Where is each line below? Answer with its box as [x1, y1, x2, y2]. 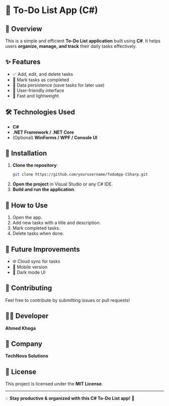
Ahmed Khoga [5, 325, 36, 331]
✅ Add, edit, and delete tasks [12, 71, 73, 77]
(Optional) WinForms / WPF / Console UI [12, 134, 98, 140]
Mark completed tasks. [12, 225, 60, 231]
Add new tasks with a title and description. [12, 220, 101, 226]
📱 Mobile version [12, 264, 48, 270]
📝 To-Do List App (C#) [5, 5, 98, 16]
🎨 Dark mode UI [12, 269, 46, 275]
